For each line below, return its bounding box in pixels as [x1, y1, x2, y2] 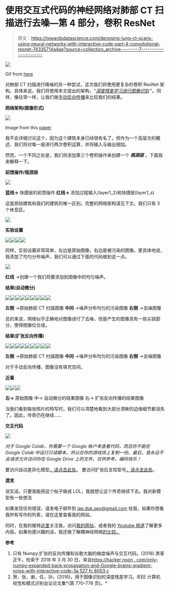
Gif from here [5, 71, 33, 77]
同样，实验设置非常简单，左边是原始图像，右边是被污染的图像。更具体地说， [5, 247, 165, 253]
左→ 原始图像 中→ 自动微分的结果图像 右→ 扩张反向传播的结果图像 [5, 395, 144, 401]
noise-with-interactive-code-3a [12, 568, 79, 574]
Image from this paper [5, 124, 52, 130]
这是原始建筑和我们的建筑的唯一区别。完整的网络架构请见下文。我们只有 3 [5, 200, 160, 206]
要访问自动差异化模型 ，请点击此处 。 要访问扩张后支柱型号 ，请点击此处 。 [5, 466, 157, 472]
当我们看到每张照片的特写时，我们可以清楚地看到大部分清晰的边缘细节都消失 [5, 405, 165, 411]
